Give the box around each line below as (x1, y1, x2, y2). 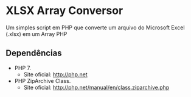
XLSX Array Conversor (5, 4, 123, 18)
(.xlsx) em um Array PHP (5, 30, 68, 37)
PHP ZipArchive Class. (14, 77, 71, 84)
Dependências (5, 48, 62, 59)
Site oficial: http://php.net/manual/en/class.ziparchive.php (23, 84, 170, 91)
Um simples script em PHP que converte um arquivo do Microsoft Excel (5, 24, 185, 31)
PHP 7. (14, 64, 32, 71)
